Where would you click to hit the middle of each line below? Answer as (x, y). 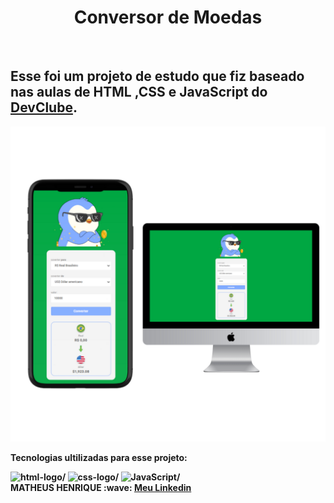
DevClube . (44, 107)
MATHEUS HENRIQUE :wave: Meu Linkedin (101, 487)
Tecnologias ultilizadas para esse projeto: (99, 457)
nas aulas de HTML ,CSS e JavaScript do (139, 92)
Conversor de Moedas (168, 17)
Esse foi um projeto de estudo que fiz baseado (157, 76)
